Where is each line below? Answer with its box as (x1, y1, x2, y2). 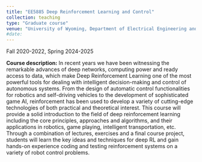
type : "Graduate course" (6, 20, 69, 26)
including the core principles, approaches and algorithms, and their (6, 117, 173, 124)
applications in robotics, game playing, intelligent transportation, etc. (6, 123, 176, 131)
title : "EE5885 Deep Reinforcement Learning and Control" (6, 8, 155, 15)
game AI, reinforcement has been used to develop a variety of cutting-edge (6, 98, 194, 105)
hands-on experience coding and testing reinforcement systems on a (6, 143, 178, 150)
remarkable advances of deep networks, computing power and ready (6, 66, 179, 73)
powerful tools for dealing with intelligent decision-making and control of (6, 79, 186, 86)
